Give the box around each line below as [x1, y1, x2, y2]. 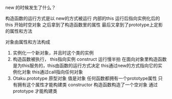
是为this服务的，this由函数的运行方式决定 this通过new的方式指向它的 [12, 63, 158, 68]
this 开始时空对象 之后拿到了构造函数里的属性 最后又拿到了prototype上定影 [5, 22, 163, 28]
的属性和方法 [5, 28, 32, 34]
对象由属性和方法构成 [5, 39, 50, 45]
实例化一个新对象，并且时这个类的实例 [12, 50, 94, 56]
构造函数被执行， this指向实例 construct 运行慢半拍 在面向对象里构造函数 [12, 56, 167, 62]
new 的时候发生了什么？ [5, 5, 56, 10]
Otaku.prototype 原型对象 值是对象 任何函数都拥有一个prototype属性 [12, 76, 157, 81]
